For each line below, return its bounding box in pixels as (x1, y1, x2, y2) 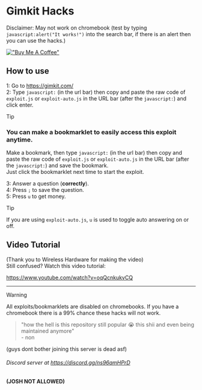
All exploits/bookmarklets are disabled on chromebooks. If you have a (6, 303, 179, 310)
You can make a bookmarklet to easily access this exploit (6, 128, 177, 136)
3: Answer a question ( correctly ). (6, 180, 89, 187)
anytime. (6, 135, 33, 144)
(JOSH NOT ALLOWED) (6, 378, 65, 385)
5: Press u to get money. (6, 193, 66, 200)
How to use (6, 66, 49, 76)
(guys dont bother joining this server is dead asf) (6, 345, 127, 353)
